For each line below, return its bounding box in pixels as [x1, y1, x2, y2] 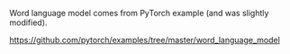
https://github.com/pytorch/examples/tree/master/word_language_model [9, 35, 281, 45]
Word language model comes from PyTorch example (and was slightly [9, 8, 269, 18]
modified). [9, 17, 48, 28]
